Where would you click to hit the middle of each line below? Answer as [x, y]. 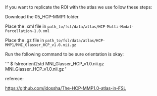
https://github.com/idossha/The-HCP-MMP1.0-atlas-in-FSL [66, 88]
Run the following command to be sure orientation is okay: [65, 54]
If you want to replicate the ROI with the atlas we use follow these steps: [79, 7]
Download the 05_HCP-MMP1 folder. [43, 17]
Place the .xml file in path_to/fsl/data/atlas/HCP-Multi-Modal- [70, 26]
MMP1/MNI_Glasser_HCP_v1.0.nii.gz [41, 45]
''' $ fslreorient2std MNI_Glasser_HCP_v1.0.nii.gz [54, 64]
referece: [14, 78]
